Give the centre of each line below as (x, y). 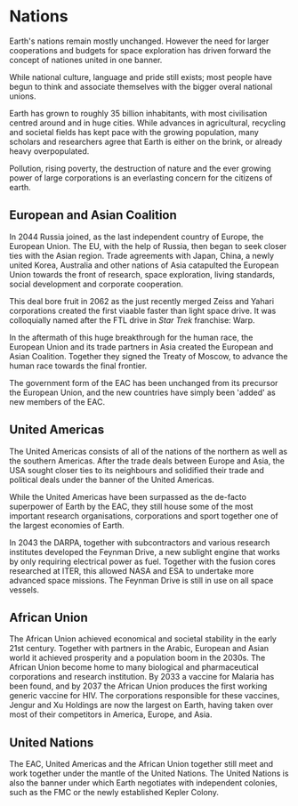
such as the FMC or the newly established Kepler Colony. (114, 793)
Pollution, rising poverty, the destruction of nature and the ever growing (140, 168)
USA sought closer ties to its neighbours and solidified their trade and (137, 470)
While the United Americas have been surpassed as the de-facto (128, 496)
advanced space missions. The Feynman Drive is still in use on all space (141, 580)
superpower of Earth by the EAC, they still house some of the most (131, 506)
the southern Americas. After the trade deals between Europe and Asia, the (147, 461)
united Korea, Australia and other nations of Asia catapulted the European (144, 265)
